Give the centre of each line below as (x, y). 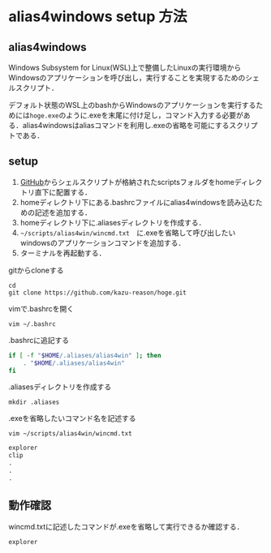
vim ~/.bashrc (32, 324)
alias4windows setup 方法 (98, 17)
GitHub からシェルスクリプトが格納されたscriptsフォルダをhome (127, 182)
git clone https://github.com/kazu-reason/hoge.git (97, 293)
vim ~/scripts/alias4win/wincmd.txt (70, 434)
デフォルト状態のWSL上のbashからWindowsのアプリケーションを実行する (132, 105)
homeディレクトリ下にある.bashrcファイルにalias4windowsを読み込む (138, 202)
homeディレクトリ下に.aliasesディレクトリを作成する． (113, 222)
